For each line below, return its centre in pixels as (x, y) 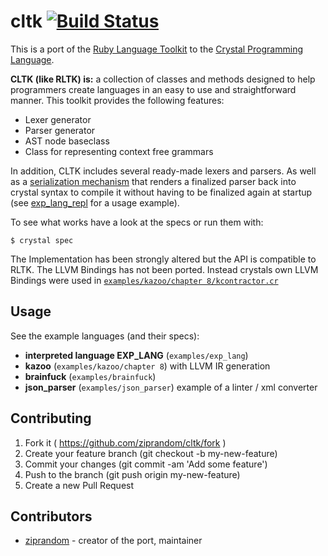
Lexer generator (58, 119)
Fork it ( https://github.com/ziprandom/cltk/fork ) (125, 442)
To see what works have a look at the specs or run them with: (137, 222)
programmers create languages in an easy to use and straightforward (153, 89)
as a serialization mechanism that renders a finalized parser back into (153, 181)
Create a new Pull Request (79, 485)
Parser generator (60, 130)
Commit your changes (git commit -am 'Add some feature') (146, 464)
